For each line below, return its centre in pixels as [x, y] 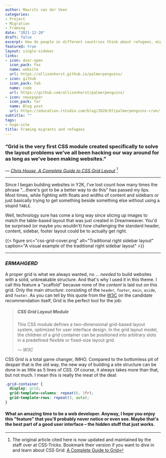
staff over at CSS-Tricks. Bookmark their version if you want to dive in [83, 445]
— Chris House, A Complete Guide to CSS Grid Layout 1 [62, 170]
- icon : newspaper [24, 97]
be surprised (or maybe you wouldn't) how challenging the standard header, [83, 226]
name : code [21, 88]
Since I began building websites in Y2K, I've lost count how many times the [82, 185]
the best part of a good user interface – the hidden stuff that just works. [80, 424]
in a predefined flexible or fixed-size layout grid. [66, 340]
